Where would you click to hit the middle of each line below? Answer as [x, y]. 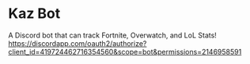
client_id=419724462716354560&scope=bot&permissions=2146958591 [125, 52]
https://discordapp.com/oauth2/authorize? [78, 43]
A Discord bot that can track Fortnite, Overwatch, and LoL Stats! [113, 35]
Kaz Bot [34, 14]
